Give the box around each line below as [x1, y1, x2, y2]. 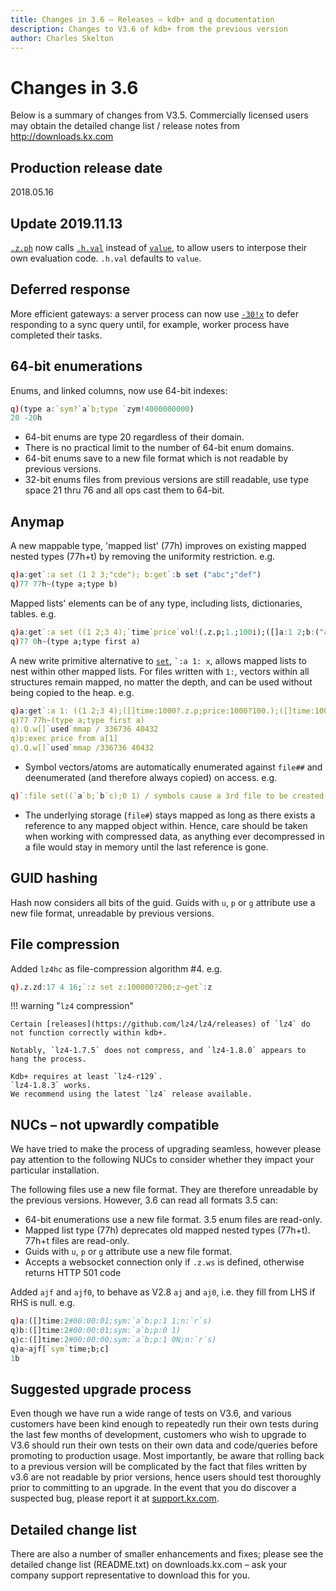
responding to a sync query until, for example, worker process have [10, 318, 290, 330]
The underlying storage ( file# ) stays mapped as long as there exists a [24, 809, 316, 821]
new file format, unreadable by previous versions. [10, 907, 215, 919]
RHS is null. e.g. [10, 1297, 76, 1309]
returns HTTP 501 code [24, 1267, 122, 1279]
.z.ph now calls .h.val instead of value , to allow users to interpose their [10, 241, 308, 253]
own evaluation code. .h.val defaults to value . [10, 252, 202, 264]
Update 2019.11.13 [10, 215, 123, 232]
